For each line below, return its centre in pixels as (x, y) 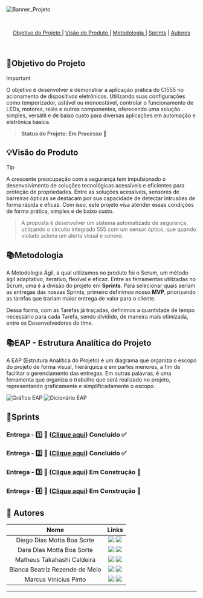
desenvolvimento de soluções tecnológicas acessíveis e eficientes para (95, 185)
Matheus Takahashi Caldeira (55, 560)
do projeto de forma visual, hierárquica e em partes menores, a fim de (93, 367)
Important (18, 78)
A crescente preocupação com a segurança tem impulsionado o (86, 179)
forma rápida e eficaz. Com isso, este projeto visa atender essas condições (100, 204)
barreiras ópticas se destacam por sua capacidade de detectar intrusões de (101, 198)
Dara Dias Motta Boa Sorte (56, 550)
